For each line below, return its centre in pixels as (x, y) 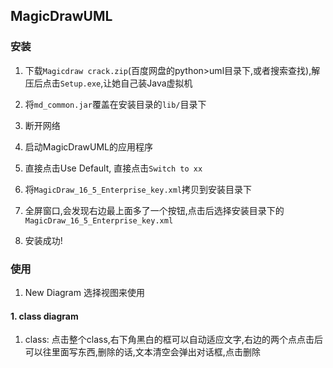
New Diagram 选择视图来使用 (84, 292)
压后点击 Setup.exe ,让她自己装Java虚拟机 (108, 83)
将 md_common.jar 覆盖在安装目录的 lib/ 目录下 (115, 104)
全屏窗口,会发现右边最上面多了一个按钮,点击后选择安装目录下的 (154, 210)
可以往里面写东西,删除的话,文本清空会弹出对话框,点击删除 (142, 352)
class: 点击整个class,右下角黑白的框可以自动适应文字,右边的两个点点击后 (173, 340)
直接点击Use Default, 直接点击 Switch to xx (113, 168)
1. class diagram (44, 316)
